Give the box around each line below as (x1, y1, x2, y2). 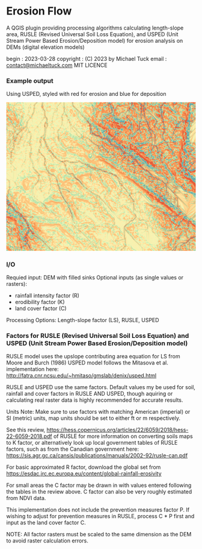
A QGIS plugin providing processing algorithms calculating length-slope (6, 24, 184, 31)
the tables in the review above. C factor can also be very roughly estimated (6, 488, 192, 495)
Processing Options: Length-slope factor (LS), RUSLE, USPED (6, 316, 159, 323)
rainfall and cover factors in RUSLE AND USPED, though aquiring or (6, 390, 173, 398)
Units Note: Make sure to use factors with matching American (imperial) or (6, 408, 191, 416)
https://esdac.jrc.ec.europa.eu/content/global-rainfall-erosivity (6, 470, 162, 477)
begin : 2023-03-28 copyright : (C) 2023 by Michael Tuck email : (6, 55, 167, 62)
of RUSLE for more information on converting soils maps (53, 433, 194, 440)
